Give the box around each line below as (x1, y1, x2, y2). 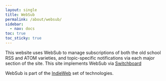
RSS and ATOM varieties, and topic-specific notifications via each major (5, 55, 155, 61)
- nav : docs (10, 26, 35, 31)
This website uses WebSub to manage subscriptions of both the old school (5, 49, 161, 56)
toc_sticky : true (5, 36, 42, 41)
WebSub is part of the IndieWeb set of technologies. (5, 70, 114, 76)
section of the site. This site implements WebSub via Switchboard (5, 60, 142, 66)
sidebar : (5, 21, 24, 27)
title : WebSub (5, 12, 35, 17)
